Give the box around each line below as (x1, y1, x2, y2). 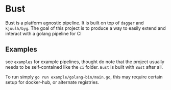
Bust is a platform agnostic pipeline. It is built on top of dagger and (5, 20, 144, 26)
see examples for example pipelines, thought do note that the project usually (5, 59, 165, 65)
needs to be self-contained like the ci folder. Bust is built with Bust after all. (5, 64, 163, 70)
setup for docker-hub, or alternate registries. (5, 79, 100, 85)
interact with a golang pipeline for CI (5, 30, 82, 36)
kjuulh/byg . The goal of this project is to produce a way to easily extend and (5, 25, 166, 31)
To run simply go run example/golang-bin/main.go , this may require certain (5, 74, 163, 80)
